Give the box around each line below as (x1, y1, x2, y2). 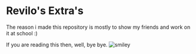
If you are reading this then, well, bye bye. (6, 41, 108, 48)
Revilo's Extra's (6, 4, 84, 18)
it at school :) (6, 29, 38, 36)
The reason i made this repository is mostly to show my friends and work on (6, 23, 191, 31)
